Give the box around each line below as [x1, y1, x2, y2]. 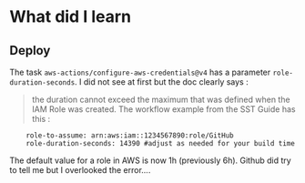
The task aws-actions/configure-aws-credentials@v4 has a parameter [9, 66, 271, 77]
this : [31, 114, 51, 124]
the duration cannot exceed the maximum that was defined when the [31, 94, 290, 105]
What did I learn [9, 6, 132, 27]
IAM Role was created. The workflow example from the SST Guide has [31, 104, 296, 115]
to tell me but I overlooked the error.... [9, 165, 151, 175]
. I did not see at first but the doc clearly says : [74, 76, 249, 87]
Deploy [9, 43, 51, 58]
